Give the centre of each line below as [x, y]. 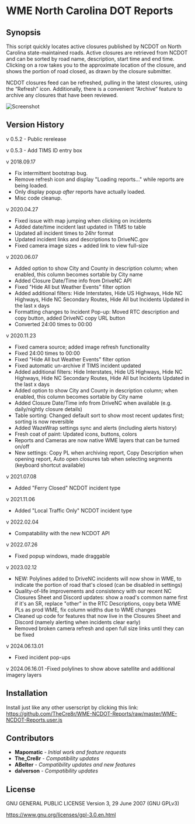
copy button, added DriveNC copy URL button [70, 318]
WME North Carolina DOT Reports [90, 11]
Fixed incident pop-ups [43, 657]
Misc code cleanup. [38, 198]
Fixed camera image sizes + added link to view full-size [81, 245]
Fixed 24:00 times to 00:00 [47, 353]
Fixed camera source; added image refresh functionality [82, 347]
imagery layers [24, 675]
